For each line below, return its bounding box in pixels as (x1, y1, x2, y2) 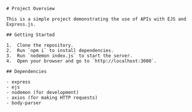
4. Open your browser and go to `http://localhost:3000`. (6, 58, 157, 64)
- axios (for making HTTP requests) (6, 95, 98, 101)
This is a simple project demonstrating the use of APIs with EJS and (6, 16, 187, 22)
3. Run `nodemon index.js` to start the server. (6, 53, 133, 59)
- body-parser (6, 100, 42, 106)
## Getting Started (6, 32, 55, 38)
